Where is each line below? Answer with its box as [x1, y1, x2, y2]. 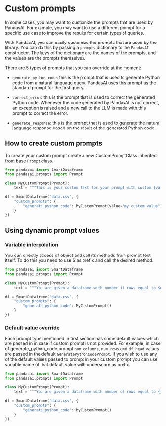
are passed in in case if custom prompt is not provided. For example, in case [5, 341, 161, 346]
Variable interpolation [5, 241, 58, 248]
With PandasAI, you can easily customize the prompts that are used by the [5, 39, 157, 45]
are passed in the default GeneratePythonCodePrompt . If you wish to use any [5, 351, 157, 357]
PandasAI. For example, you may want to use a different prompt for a [5, 24, 145, 30]
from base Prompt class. [5, 158, 53, 164]
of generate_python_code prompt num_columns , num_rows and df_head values [5, 346, 159, 352]
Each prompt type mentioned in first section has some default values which [5, 336, 159, 341]
